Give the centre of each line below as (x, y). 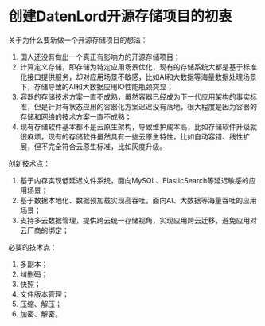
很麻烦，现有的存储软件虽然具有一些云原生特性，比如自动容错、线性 (131, 136)
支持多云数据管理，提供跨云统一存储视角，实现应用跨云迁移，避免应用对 (138, 220)
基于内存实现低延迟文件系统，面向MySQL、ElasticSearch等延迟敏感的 (134, 180)
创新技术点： (29, 163)
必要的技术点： (33, 247)
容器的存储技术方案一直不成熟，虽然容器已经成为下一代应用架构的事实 (135, 96)
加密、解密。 (41, 314)
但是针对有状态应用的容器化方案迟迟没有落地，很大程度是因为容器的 (145, 106)
